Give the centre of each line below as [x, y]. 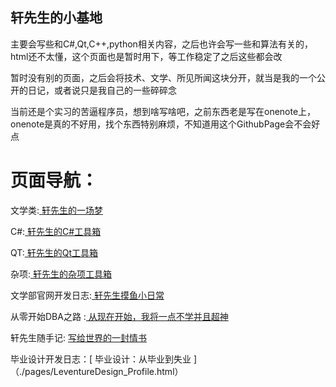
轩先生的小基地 [56, 18]
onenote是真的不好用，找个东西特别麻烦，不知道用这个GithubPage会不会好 [165, 124]
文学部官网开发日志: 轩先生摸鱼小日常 [87, 295]
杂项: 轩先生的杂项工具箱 [61, 274]
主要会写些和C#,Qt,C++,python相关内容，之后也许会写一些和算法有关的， [161, 44]
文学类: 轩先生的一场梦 [56, 210]
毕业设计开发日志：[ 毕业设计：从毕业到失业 [101, 359]
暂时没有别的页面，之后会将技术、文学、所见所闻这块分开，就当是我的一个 [163, 77]
